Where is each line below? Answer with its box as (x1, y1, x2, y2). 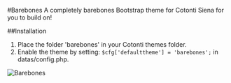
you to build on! (7, 13, 52, 22)
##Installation (7, 27, 47, 35)
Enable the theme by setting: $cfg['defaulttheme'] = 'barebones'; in (17, 48, 218, 56)
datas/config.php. (17, 55, 69, 63)
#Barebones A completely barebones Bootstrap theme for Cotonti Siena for (7, 6, 225, 14)
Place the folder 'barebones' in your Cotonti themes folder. (17, 40, 187, 48)
